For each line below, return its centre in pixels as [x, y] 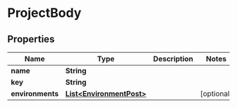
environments [35, 94]
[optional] [216, 94]
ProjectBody [44, 13]
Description [173, 59]
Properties [31, 39]
